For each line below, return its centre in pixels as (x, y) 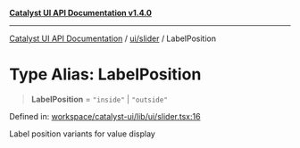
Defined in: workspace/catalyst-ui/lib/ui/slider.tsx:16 (105, 116)
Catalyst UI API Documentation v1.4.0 (80, 13)
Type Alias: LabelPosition (105, 74)
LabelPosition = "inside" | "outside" (99, 99)
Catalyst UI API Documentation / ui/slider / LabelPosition (113, 38)
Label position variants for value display (83, 134)
